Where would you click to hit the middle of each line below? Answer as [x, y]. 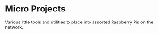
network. [14, 27]
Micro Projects [35, 9]
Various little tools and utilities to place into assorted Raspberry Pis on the [79, 22]
